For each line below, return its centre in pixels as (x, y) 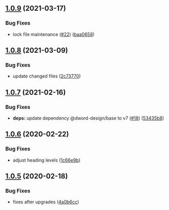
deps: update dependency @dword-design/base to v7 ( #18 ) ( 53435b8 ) (88, 118)
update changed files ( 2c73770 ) (47, 76)
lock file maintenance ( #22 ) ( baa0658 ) (54, 34)
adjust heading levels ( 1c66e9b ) (46, 160)
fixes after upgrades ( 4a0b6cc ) (46, 202)
